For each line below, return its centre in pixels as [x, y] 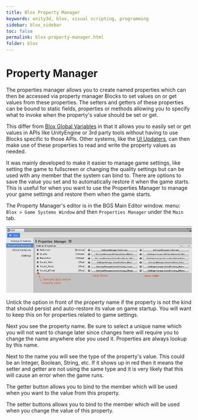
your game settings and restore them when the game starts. [79, 194]
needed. [16, 151]
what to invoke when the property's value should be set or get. [82, 114]
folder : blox [22, 44]
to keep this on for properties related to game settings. [72, 314]
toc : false [19, 31]
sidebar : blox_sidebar [34, 25]
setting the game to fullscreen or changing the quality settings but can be [95, 169]
